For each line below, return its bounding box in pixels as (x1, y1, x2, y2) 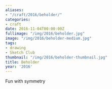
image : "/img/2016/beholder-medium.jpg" (5, 36, 92, 41)
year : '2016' (5, 64, 33, 69)
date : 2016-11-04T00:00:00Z (5, 26, 65, 32)
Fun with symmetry (5, 78, 46, 84)
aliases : (5, 7, 24, 13)
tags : (5, 41, 17, 46)
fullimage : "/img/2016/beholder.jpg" (5, 31, 85, 36)
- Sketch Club (5, 50, 35, 55)
